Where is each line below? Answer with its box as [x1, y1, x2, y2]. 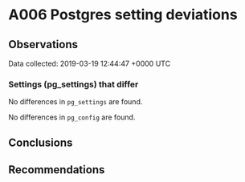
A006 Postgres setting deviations [8, 6, 239, 24]
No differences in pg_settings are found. [8, 97, 143, 107]
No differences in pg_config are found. [8, 112, 136, 122]
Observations [8, 38, 79, 51]
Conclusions [8, 135, 73, 149]
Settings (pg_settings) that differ [8, 79, 139, 90]
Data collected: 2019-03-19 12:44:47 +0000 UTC [8, 59, 171, 68]
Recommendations [8, 163, 105, 177]
